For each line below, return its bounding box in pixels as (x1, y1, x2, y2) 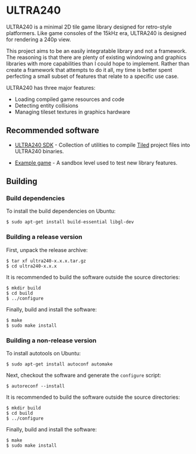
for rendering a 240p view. (6, 36, 71, 43)
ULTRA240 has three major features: (6, 84, 96, 91)
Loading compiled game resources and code (14, 96, 125, 103)
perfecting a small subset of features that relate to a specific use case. (6, 72, 179, 80)
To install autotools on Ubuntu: (6, 350, 81, 357)
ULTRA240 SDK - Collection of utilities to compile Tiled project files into (14, 141, 190, 149)
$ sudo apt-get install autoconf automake (6, 361, 113, 367)
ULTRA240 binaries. (14, 147, 64, 155)
